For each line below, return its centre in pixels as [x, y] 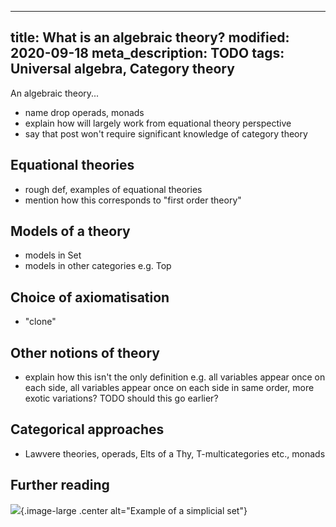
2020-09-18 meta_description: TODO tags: [147, 53]
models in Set [53, 255]
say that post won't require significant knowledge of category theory [166, 133]
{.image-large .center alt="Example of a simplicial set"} [134, 510]
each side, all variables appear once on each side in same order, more [169, 388]
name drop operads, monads [84, 112]
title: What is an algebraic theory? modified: [150, 37]
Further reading [60, 485]
